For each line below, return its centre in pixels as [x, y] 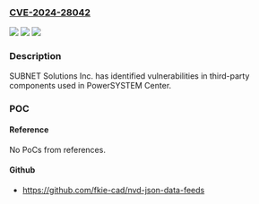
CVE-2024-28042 [50, 13]
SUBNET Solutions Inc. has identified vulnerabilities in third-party [129, 76]
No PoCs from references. [57, 149]
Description [35, 56]
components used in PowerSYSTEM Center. [91, 85]
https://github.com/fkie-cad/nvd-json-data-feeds [113, 190]
